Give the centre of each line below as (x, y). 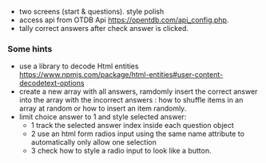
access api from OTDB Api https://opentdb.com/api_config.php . (124, 20)
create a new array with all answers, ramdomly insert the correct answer (138, 91)
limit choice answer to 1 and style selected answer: (103, 117)
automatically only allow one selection (93, 142)
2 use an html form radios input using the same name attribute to (138, 134)
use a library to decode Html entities (79, 66)
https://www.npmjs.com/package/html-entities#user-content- (121, 75)
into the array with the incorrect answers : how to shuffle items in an (131, 100)
